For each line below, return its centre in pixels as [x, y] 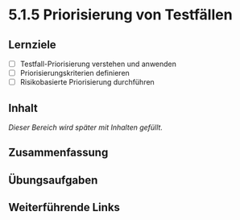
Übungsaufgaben [53, 180]
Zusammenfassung [58, 153]
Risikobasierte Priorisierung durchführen [87, 82]
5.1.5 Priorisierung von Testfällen [120, 15]
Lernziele [32, 45]
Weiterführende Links [64, 208]
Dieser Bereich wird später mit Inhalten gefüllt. [86, 127]
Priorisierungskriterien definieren [75, 73]
